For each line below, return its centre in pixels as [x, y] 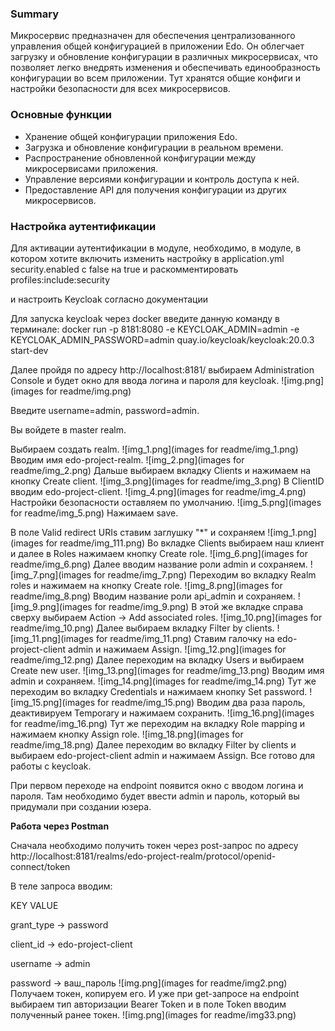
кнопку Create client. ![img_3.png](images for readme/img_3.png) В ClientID [167, 481]
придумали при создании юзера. [81, 806]
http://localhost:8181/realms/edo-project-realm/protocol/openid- [143, 856]
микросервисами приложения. [91, 168]
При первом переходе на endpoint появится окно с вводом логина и [157, 785]
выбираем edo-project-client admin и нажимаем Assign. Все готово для [163, 755]
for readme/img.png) [88, 391]
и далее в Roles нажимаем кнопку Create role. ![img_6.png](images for [159, 553]
